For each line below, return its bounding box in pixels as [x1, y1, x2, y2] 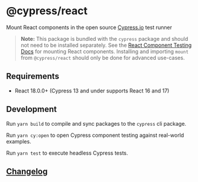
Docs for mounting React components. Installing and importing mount [20, 47, 189, 55]
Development [6, 104, 58, 114]
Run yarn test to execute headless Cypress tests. [6, 149, 129, 157]
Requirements [6, 71, 59, 81]
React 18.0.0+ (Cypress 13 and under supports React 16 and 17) [14, 87, 170, 94]
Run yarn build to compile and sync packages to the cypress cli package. [6, 120, 187, 127]
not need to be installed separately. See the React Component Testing [20, 41, 192, 49]
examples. [6, 138, 31, 145]
